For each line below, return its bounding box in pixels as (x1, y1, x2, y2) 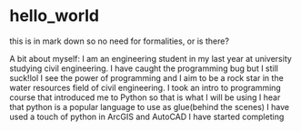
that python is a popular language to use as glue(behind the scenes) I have (9, 101, 290, 112)
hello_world (9, 5, 100, 26)
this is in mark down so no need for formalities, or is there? (9, 35, 230, 46)
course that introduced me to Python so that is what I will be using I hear (9, 92, 281, 103)
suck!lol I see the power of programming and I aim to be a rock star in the (9, 72, 284, 83)
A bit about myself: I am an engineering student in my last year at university (9, 53, 293, 64)
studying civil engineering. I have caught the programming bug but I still (9, 63, 279, 74)
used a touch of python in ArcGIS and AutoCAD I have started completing (9, 111, 285, 122)
